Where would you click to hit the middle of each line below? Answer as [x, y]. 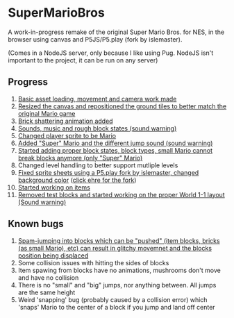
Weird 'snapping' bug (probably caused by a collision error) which [112, 299]
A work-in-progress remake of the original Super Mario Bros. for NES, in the [116, 32]
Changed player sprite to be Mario [67, 135]
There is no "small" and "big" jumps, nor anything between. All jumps [117, 285]
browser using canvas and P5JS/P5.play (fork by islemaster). [95, 39]
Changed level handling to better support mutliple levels [98, 165]
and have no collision [48, 277]
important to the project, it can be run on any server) [83, 60]
